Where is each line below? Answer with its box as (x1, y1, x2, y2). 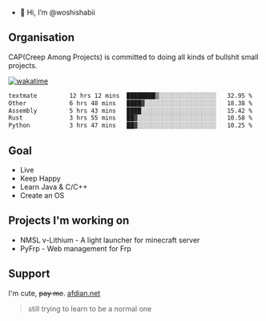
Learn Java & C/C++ (19, 182, 88, 192)
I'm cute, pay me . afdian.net (8, 288, 101, 298)
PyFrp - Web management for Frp (19, 243, 132, 253)
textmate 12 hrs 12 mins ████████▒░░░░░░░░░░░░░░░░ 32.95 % (8, 91, 252, 100)
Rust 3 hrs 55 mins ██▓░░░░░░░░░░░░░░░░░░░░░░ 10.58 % (8, 114, 252, 122)
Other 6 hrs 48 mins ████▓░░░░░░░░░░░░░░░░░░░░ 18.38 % (8, 99, 252, 108)
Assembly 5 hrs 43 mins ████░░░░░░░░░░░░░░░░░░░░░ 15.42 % (8, 107, 252, 115)
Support (8, 267, 50, 281)
